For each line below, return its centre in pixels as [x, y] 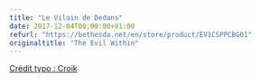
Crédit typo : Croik [44, 69]
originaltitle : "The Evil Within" [74, 43]
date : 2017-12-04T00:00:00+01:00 [72, 26]
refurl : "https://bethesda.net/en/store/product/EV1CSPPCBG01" [131, 34]
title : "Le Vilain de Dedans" [66, 18]
